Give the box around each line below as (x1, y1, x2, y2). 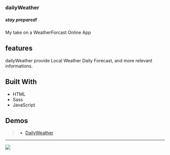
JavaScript (12, 102, 35, 108)
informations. (5, 63, 33, 69)
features (5, 44, 33, 53)
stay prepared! (5, 17, 37, 23)
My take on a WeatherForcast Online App (5, 29, 91, 35)
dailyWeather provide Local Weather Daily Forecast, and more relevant (5, 57, 153, 63)
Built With (5, 77, 37, 86)
